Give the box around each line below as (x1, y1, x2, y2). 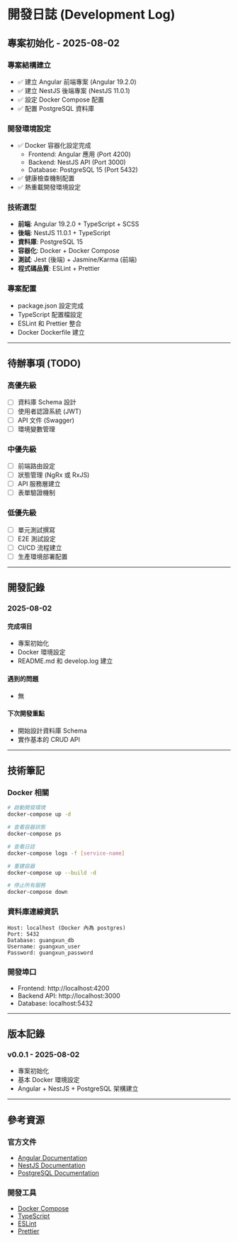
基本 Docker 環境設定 (17, 1076, 80, 1084)
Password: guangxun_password (7, 949, 93, 956)
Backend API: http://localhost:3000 (17, 991, 120, 1000)
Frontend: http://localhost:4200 (17, 983, 110, 992)
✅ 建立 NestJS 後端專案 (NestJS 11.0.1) (17, 86, 130, 94)
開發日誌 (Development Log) (7, 6, 176, 23)
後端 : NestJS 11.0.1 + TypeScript (17, 229, 111, 237)
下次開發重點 (7, 709, 45, 718)
